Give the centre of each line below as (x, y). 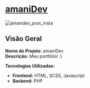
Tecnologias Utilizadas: (30, 65)
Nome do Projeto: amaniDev (34, 50)
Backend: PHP (28, 80)
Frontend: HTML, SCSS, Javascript (48, 75)
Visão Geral (24, 39)
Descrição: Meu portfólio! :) (34, 56)
